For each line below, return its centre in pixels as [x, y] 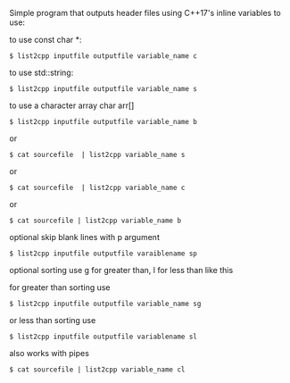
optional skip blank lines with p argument [85, 237]
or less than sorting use [53, 320]
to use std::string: [41, 72]
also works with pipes [49, 353]
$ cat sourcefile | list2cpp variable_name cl [97, 370]
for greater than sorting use [60, 287]
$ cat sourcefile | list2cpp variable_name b [95, 221]
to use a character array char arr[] [72, 105]
